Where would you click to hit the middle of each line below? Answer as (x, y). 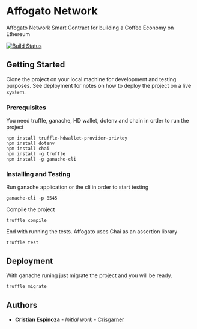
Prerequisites (26, 108)
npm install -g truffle (36, 154)
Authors (22, 305)
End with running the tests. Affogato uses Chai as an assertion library (92, 232)
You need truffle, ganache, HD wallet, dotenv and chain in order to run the (98, 121)
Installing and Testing (38, 174)
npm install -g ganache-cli (41, 159)
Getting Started (36, 65)
